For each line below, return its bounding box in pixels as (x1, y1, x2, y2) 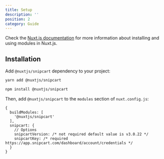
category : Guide (5, 21, 39, 26)
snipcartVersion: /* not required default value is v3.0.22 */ (14, 131, 149, 136)
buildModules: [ (9, 109, 43, 115)
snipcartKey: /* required (14, 136, 68, 141)
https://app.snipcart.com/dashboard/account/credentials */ (5, 140, 133, 145)
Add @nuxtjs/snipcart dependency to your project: (5, 68, 110, 74)
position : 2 (5, 16, 30, 21)
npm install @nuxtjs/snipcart (5, 86, 68, 91)
